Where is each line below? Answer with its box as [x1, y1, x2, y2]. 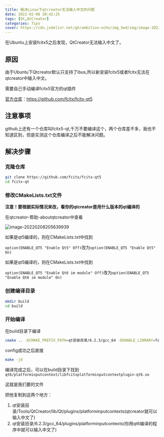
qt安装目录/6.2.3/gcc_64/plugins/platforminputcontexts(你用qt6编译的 [12, 420, 153, 426]
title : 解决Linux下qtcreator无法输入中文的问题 [5, 7, 95, 12]
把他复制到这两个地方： [5, 391, 52, 397]
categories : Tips [5, 21, 41, 26]
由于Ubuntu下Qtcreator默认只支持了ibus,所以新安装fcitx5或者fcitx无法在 [5, 69, 150, 75]
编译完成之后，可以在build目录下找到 [5, 366, 80, 372]
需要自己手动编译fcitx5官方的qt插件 [5, 85, 76, 91]
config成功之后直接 [5, 347, 44, 353]
